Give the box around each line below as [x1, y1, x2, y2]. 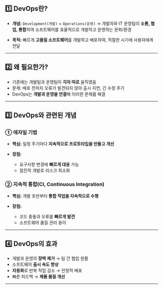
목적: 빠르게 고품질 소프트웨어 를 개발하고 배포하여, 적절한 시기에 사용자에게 [12, 37, 154, 43]
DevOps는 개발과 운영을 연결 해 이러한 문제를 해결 [12, 91, 106, 97]
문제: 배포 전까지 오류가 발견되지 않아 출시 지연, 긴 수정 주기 [12, 85, 125, 91]
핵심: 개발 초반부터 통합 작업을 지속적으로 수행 [12, 193, 98, 199]
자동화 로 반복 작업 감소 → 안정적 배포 [12, 268, 82, 273]
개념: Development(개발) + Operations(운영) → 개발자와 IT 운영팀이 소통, [12, 20, 150, 26]
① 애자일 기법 [5, 129, 37, 136]
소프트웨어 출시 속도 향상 [12, 261, 59, 268]
